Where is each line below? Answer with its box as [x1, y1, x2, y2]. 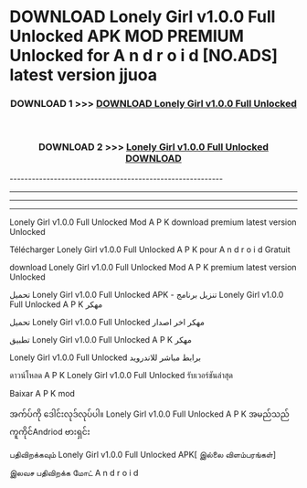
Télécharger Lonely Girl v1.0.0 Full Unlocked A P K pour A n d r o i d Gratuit [9, 244, 291, 255]
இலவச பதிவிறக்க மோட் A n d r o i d [9, 467, 139, 478]
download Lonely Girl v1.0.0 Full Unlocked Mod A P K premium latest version [9, 261, 297, 272]
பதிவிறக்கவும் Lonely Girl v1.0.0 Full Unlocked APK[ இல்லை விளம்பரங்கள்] [9, 449, 277, 460]
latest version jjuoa [9, 65, 158, 86]
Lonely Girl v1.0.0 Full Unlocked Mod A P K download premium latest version [9, 217, 297, 228]
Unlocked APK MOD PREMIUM [9, 26, 245, 47]
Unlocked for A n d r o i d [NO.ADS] [9, 46, 279, 66]
